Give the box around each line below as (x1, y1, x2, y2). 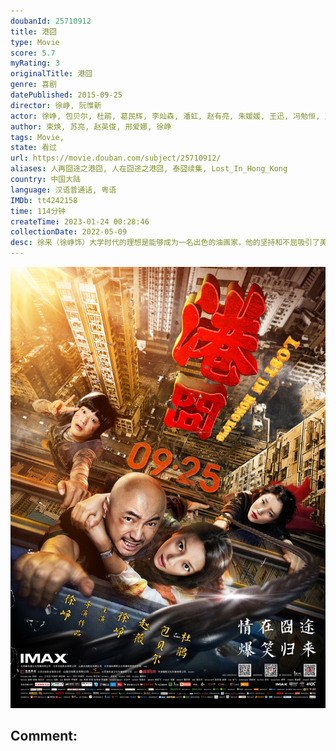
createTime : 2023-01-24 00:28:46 (10, 216, 150, 227)
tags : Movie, (10, 132, 65, 142)
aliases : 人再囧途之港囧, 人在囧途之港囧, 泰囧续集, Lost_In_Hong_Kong (10, 164, 288, 174)
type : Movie (10, 37, 60, 47)
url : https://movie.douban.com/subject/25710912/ (10, 153, 222, 164)
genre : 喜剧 (10, 80, 57, 90)
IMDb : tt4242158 (10, 195, 78, 205)
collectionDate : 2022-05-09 (10, 227, 128, 237)
